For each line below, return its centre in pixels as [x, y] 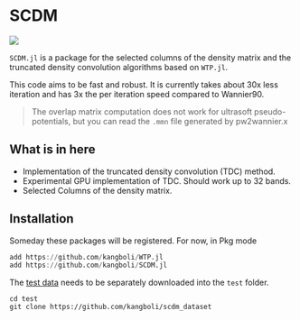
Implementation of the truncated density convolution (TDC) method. [149, 171]
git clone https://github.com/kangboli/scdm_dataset [111, 307]
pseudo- [270, 111]
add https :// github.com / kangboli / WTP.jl [87, 257]
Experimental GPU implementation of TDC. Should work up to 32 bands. [157, 180]
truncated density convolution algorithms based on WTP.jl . [119, 67]
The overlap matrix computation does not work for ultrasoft [142, 111]
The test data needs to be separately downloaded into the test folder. [139, 283]
